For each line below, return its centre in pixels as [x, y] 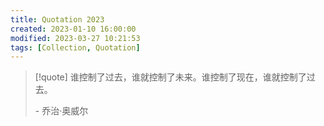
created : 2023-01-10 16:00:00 [73, 29]
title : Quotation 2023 [57, 19]
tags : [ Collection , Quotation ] [75, 47]
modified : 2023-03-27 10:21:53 [75, 38]
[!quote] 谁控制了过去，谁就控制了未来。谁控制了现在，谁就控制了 [170, 77]
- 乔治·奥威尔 [61, 111]
